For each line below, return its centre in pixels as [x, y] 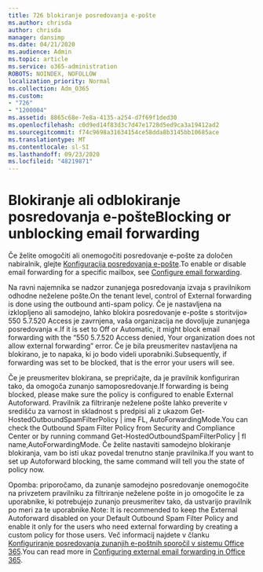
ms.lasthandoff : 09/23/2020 [54, 154]
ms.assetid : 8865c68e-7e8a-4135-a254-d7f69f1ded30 [93, 118]
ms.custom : [26, 96]
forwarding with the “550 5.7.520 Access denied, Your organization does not [131, 338]
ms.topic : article [38, 60]
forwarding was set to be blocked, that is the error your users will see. [121, 363]
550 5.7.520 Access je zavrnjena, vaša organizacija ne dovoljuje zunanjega [129, 321]
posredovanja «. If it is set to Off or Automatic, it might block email [114, 329]
